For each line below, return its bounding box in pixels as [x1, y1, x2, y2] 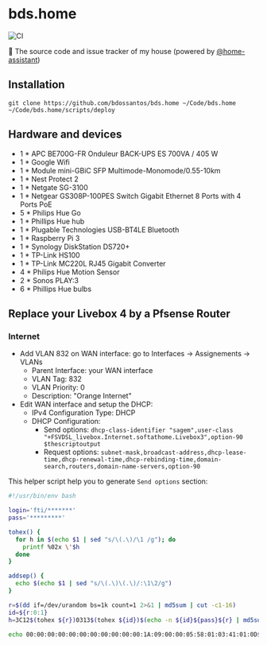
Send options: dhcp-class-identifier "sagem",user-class [43, 425, 234, 434]
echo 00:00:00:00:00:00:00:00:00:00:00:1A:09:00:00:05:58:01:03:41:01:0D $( [8, 630, 265, 639]
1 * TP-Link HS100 [19, 250, 81, 259]
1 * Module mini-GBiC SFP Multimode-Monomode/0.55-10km [19, 165, 221, 175]
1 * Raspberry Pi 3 [19, 233, 80, 243]
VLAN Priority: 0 [31, 383, 85, 392]
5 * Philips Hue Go [19, 208, 81, 217]
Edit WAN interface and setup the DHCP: [19, 399, 153, 410]
